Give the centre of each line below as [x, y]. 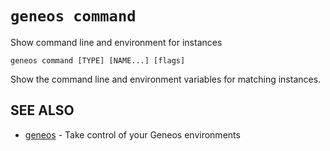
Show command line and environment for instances [116, 42]
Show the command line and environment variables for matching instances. [166, 79]
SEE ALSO [42, 110]
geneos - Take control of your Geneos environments [132, 134]
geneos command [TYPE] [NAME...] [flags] [98, 60]
